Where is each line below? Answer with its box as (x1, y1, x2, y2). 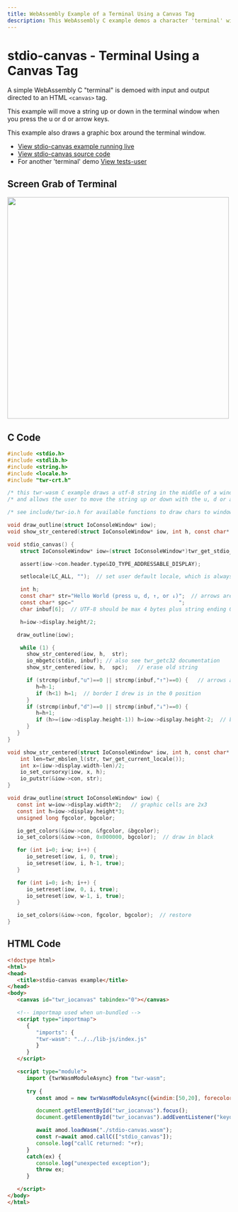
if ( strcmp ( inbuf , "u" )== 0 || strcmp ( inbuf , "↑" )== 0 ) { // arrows (25, 677, 227, 684)
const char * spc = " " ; (20, 599, 186, 606)
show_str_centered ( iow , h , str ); (25, 650, 129, 658)
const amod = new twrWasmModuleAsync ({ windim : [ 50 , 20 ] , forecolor (35, 1094, 233, 1101)
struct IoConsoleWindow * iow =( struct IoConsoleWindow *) (20, 547, 189, 555)
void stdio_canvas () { (7, 540, 74, 548)
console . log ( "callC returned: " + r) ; (35, 1140, 144, 1147)
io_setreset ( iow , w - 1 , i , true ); (25, 892, 125, 899)
